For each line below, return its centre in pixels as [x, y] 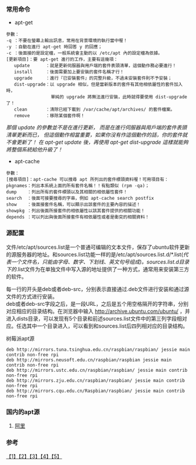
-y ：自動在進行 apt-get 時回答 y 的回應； [54, 47]
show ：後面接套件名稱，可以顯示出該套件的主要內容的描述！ [73, 205]
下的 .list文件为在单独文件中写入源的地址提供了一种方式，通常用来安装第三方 [98, 269]
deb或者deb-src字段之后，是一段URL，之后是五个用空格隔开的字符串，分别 [97, 304]
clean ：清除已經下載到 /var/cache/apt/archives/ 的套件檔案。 [94, 110]
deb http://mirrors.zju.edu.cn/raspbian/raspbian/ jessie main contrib [95, 380]
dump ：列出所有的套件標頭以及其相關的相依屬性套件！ [67, 192]
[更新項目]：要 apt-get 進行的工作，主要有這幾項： [62, 60]
